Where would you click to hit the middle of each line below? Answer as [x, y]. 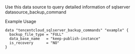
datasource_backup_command [36, 12]
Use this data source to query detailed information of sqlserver [68, 7]
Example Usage [21, 21]
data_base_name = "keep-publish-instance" [55, 39]
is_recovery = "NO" [34, 43]
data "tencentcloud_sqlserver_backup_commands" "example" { [67, 30]
